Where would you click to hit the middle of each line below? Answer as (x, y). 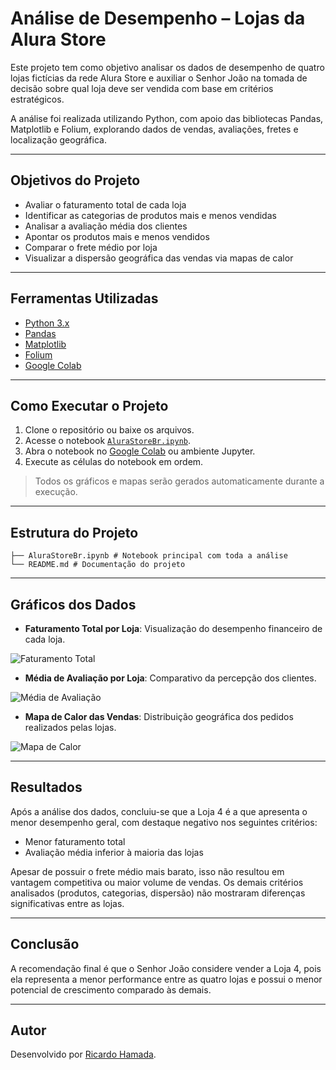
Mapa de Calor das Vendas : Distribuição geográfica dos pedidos (159, 716)
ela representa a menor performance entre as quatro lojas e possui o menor (166, 979)
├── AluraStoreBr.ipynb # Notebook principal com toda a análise (149, 556)
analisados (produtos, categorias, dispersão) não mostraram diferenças (158, 893)
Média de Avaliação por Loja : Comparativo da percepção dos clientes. (170, 678)
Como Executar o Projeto (89, 405)
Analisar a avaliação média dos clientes (106, 226)
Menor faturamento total (75, 841)
